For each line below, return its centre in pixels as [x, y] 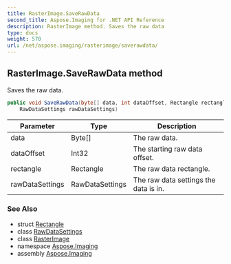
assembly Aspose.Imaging [55, 253]
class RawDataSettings [49, 231]
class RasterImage [43, 238]
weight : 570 [24, 39]
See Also [22, 209]
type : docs [23, 33]
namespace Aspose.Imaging [57, 246]
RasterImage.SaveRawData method [85, 73]
